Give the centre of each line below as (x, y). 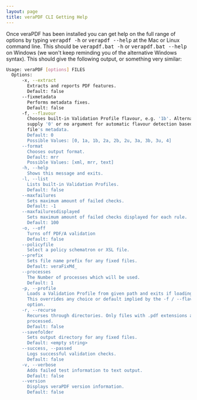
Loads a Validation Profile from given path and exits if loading (110, 294)
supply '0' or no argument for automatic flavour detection (102, 124)
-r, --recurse (39, 310)
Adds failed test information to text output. (85, 370)
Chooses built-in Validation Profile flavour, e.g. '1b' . (99, 119)
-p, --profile (39, 288)
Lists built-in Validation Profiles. (73, 184)
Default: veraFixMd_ (52, 266)
